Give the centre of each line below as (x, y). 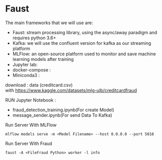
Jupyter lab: (25, 64)
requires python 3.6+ (34, 38)
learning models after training (43, 59)
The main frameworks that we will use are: (49, 23)
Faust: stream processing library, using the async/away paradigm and (85, 32)
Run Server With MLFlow (31, 125)
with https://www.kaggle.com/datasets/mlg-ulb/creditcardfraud (71, 90)
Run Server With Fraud (29, 143)
